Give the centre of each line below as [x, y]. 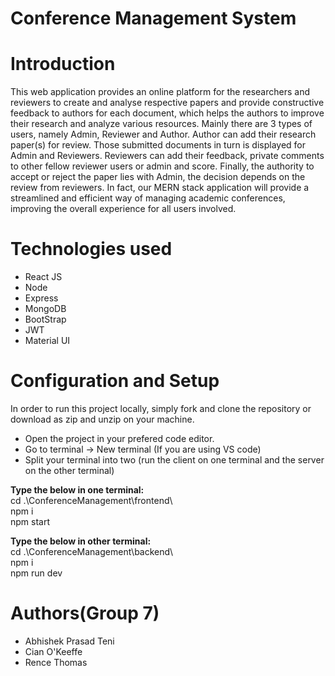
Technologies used [91, 249]
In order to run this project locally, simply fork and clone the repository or [161, 408]
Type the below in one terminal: [77, 490]
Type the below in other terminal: [81, 541]
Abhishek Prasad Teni [69, 641]
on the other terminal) [69, 470]
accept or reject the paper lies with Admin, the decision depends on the [158, 177]
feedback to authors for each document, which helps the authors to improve [167, 113]
